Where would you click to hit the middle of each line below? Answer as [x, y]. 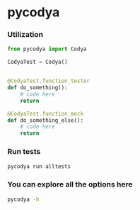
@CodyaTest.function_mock [45, 114]
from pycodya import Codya [47, 49]
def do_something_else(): [45, 120]
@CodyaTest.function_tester [49, 81]
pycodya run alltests [39, 166]
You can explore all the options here [70, 184]
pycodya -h [23, 199]
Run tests [24, 152]
